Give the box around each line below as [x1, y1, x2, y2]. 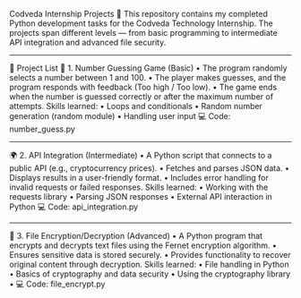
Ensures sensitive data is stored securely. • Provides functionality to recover [9, 250, 291, 260]
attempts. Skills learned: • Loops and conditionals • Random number [9, 101, 262, 111]
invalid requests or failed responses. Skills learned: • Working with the [9, 182, 269, 192]
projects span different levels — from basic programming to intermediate [9, 28, 278, 38]
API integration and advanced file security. [9, 37, 167, 47]
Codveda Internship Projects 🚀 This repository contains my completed [9, 9, 269, 19]
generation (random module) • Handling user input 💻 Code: [9, 111, 231, 121]
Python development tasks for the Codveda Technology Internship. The [9, 18, 273, 29]
